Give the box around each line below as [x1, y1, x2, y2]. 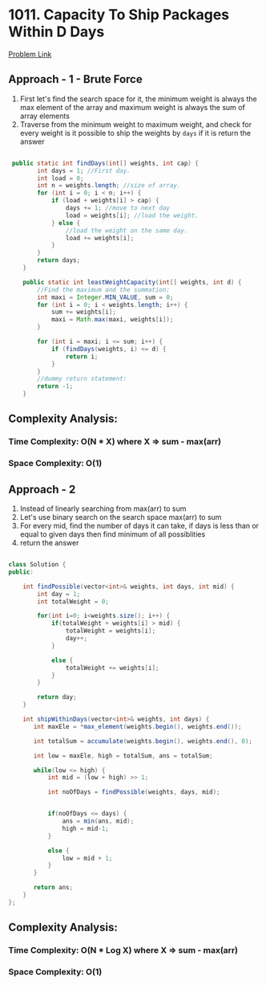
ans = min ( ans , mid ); [62, 817, 135, 825]
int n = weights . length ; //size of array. [37, 182, 181, 190]
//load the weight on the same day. [65, 227, 188, 235]
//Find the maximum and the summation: [37, 285, 171, 294]
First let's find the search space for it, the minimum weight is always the [19, 94, 258, 104]
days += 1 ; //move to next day [65, 204, 171, 212]
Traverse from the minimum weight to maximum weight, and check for [19, 119, 252, 129]
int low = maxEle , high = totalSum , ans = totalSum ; [33, 751, 214, 760]
